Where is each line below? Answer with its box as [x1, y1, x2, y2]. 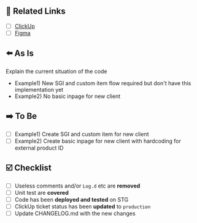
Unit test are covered [14, 189, 69, 196]
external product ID [14, 144, 64, 151]
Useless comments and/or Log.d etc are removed [14, 182, 141, 189]
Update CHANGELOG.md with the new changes [14, 210, 136, 217]
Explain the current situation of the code [6, 67, 107, 75]
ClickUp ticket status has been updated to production [14, 203, 151, 210]
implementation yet [14, 86, 64, 93]
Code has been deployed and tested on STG [14, 195, 129, 203]
